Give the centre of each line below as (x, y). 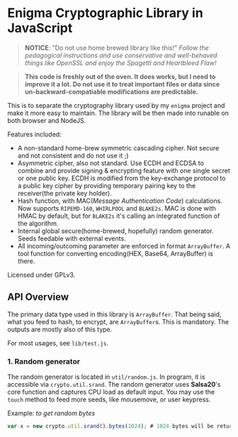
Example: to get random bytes (51, 414)
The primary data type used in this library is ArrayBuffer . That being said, (114, 314)
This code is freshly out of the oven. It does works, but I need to (120, 77)
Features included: (34, 134)
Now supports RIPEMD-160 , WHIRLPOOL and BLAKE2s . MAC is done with (117, 208)
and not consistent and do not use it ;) (73, 155)
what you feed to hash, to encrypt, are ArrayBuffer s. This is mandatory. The (118, 321)
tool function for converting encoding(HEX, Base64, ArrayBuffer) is (115, 253)
